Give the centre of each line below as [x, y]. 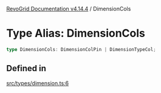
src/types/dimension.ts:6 [38, 83]
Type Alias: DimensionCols [76, 33]
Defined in [26, 68]
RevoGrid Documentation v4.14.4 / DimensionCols [69, 9]
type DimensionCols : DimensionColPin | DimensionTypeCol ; [81, 49]
